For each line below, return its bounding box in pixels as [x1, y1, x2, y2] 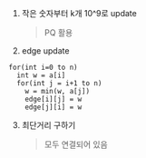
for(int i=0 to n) [8, 63, 78, 72]
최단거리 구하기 [21, 120, 76, 130]
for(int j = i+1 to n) [16, 79, 102, 88]
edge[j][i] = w [24, 103, 83, 112]
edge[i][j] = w [24, 94, 83, 104]
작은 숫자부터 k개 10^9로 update [21, 8, 137, 18]
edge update [21, 45, 70, 56]
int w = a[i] [16, 71, 66, 80]
